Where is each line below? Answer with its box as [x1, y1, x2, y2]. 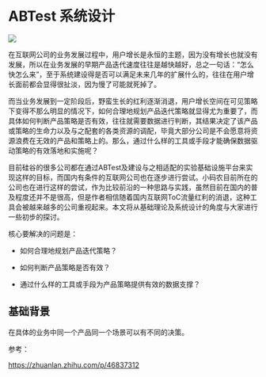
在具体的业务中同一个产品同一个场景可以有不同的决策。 [8, 327, 188, 337]
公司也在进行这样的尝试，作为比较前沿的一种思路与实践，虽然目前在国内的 [8, 182, 251, 192]
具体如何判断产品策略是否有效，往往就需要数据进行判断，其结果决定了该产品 [8, 116, 258, 125]
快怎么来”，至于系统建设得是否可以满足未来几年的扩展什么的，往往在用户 [8, 69, 248, 79]
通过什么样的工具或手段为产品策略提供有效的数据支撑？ [19, 279, 200, 289]
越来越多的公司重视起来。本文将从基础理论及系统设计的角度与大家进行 [28, 202, 258, 211]
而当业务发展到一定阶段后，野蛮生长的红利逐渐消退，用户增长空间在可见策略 [8, 96, 258, 105]
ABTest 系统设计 [8, 7, 116, 25]
